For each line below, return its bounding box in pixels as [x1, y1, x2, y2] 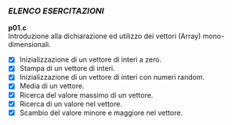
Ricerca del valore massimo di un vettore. [19, 90, 154, 99]
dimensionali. [8, 40, 51, 49]
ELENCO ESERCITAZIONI [8, 5, 104, 16]
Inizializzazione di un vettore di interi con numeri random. [19, 73, 205, 82]
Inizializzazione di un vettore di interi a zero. [19, 55, 162, 64]
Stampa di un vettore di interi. [19, 64, 115, 73]
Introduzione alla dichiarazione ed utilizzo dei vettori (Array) [8, 31, 201, 41]
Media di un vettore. [19, 81, 85, 91]
